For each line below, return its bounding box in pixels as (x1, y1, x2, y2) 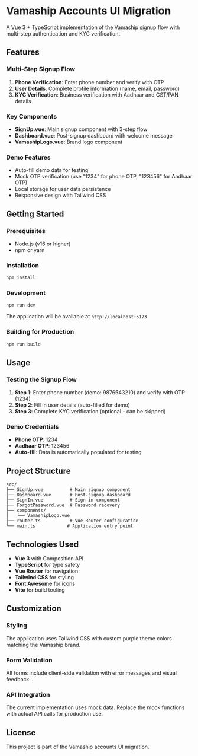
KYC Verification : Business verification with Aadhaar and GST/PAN (14, 91, 179, 98)
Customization (6, 604, 62, 614)
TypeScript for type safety (14, 562, 80, 569)
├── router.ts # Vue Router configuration (6, 518, 139, 524)
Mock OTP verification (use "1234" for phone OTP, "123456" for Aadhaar (14, 173, 193, 180)
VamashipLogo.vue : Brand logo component (14, 138, 123, 145)
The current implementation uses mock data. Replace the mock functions (6, 704, 185, 711)
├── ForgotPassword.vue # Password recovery (6, 502, 120, 508)
